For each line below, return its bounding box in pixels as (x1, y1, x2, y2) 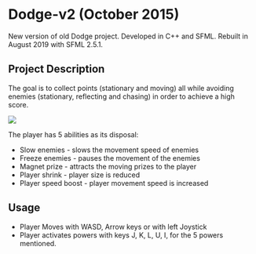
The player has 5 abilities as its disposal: (8, 129, 139, 139)
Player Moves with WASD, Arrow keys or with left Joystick (19, 222, 207, 231)
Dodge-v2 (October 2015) (8, 5, 180, 24)
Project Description (8, 63, 105, 76)
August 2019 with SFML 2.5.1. (8, 39, 104, 49)
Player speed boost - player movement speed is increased (19, 178, 209, 187)
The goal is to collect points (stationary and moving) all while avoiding (8, 83, 234, 93)
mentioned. (19, 238, 57, 248)
